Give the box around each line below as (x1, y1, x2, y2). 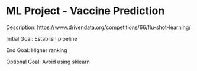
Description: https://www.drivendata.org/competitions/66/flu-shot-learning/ (6, 24, 191, 31)
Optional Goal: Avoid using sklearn (6, 58, 91, 65)
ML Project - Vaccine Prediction (6, 4, 165, 18)
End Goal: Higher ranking (6, 46, 67, 54)
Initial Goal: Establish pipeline (6, 35, 77, 42)
